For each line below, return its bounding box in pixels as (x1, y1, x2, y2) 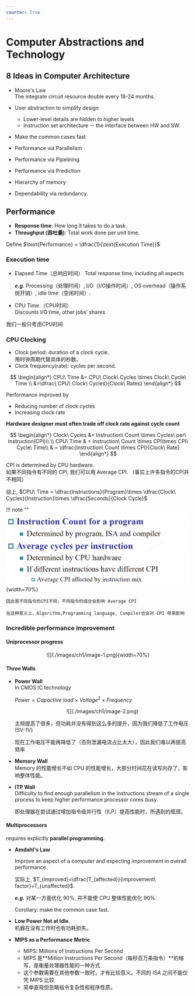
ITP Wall (14, 783, 35, 790)
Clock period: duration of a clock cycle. (14, 349, 110, 356)
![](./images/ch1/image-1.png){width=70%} (46, 651, 150, 658)
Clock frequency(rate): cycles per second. (14, 362, 117, 369)
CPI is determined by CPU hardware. (6, 461, 95, 468)
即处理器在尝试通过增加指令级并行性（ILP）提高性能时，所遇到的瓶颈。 (14, 808, 186, 815)
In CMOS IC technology (14, 684, 71, 691)
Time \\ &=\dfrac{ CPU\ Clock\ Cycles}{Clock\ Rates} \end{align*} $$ (15, 380, 182, 387)
